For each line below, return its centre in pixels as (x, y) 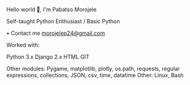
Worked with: (23, 45)
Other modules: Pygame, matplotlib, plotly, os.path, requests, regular (93, 68)
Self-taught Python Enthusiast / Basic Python (63, 21)
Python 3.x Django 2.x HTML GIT (48, 57)
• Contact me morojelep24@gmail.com (56, 33)
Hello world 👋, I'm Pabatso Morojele (51, 9)
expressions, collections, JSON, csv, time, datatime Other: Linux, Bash (95, 75)
